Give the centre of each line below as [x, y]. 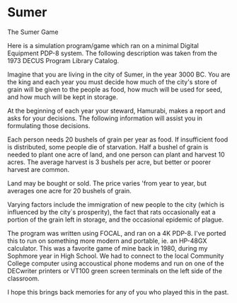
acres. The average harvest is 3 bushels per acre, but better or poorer [109, 162]
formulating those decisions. [49, 125]
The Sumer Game [33, 32]
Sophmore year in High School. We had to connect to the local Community [116, 256]
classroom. [24, 278]
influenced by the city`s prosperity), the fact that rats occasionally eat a [111, 212]
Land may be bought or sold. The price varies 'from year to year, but [107, 183]
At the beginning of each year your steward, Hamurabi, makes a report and [116, 110]
